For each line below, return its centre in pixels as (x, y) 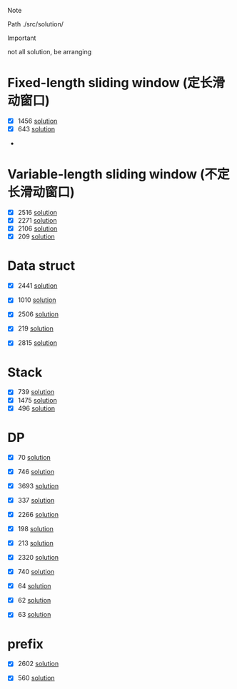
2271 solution (37, 221)
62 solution (34, 600)
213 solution (35, 543)
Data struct (41, 266)
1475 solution (37, 400)
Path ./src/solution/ (36, 24)
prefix (26, 644)
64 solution (34, 586)
